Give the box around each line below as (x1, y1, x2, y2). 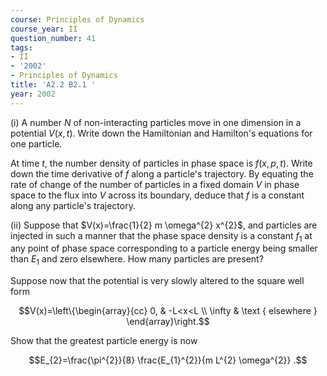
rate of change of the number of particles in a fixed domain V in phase (10, 178, 300, 190)
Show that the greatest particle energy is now (10, 335, 198, 347)
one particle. (10, 137, 63, 150)
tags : (10, 42, 33, 53)
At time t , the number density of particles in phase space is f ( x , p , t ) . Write (10, 157, 313, 169)
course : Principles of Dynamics (10, 14, 145, 25)
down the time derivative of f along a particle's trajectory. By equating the (10, 167, 314, 180)
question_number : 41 (10, 33, 97, 43)
